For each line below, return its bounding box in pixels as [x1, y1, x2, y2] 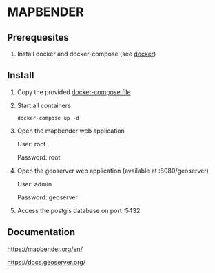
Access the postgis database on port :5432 [17, 206, 141, 215]
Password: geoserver [17, 193, 78, 201]
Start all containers [17, 101, 71, 109]
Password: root [17, 153, 61, 162]
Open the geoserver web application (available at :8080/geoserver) [17, 166, 209, 175]
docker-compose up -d [17, 114, 79, 121]
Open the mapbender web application [17, 127, 125, 135]
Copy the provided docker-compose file [17, 87, 131, 96]
